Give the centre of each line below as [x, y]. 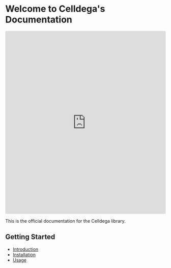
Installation [24, 254]
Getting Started [30, 237]
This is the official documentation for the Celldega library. [65, 221]
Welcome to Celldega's [55, 9]
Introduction [25, 249]
